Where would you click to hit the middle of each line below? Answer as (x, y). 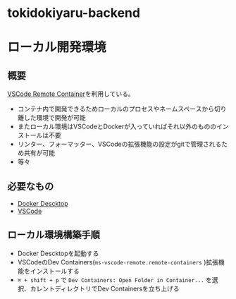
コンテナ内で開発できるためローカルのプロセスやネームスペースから (116, 109)
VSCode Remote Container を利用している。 (71, 94)
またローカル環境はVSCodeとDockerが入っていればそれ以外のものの (117, 127)
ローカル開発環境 (57, 48)
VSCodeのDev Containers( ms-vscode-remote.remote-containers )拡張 (118, 262)
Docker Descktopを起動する (58, 253)
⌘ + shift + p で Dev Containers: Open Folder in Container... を (115, 279)
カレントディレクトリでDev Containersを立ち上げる (105, 288)
